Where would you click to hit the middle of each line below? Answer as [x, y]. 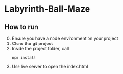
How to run [22, 27]
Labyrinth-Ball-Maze [47, 9]
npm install [24, 58]
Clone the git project [32, 44]
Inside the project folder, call [40, 49]
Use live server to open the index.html [50, 67]
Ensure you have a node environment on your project [65, 38]
